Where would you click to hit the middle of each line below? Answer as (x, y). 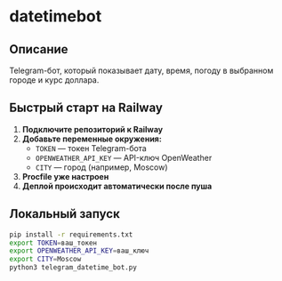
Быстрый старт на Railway (86, 108)
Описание (39, 49)
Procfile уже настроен (65, 176)
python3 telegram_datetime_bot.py (73, 268)
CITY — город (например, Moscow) (101, 167)
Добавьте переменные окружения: (92, 139)
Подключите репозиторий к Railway (93, 129)
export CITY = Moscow (45, 260)
